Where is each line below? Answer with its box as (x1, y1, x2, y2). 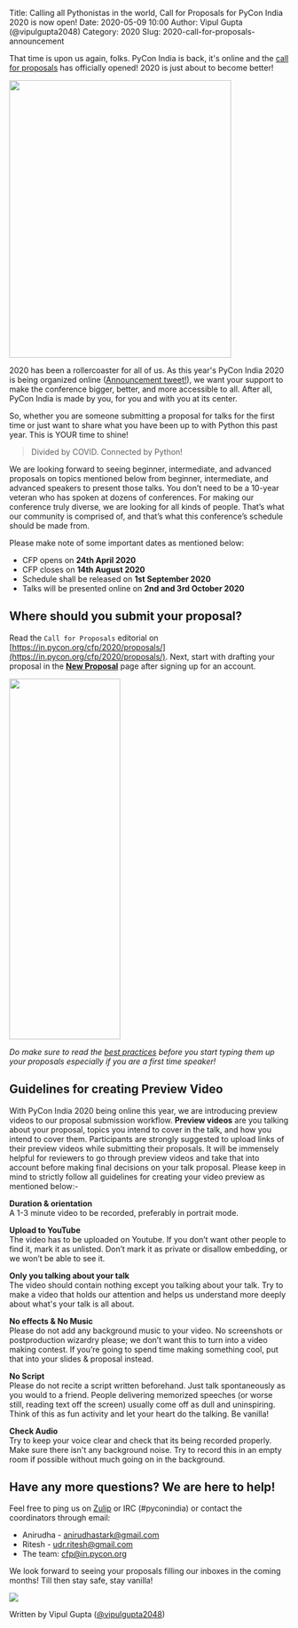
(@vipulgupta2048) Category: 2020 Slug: (9, 27, 161, 36)
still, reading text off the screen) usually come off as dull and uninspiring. (9, 1399, 276, 1410)
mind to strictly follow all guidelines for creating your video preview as (9, 1171, 265, 1182)
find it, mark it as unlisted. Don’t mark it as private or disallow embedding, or (9, 1243, 288, 1254)
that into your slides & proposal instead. (9, 1354, 154, 1364)
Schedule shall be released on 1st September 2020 (21, 574, 211, 584)
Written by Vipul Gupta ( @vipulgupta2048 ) (9, 1609, 166, 1620)
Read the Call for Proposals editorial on (9, 632, 159, 643)
